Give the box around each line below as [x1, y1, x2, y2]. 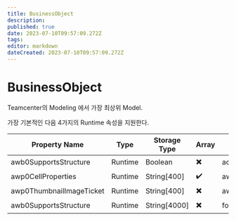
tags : [7, 36, 23, 43]
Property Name [31, 139, 84, 149]
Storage [153, 135, 181, 145]
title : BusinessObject [7, 10, 74, 17]
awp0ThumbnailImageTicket [11, 186, 105, 196]
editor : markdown [7, 43, 58, 50]
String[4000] [145, 201, 190, 211]
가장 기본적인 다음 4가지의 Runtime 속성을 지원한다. [7, 118, 150, 127]
